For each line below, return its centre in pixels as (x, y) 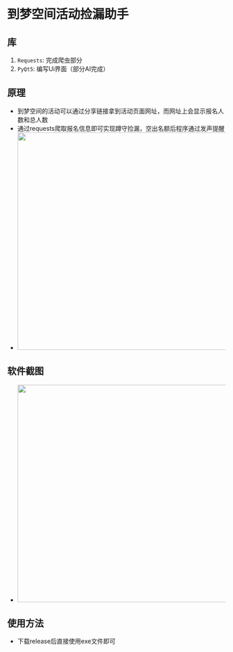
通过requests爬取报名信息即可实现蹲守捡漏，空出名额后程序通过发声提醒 (121, 128)
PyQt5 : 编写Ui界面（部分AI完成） (63, 69)
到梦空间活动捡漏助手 (68, 14)
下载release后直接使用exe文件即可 (66, 642)
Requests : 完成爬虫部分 (50, 60)
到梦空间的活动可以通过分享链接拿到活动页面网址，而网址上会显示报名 (118, 111)
